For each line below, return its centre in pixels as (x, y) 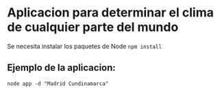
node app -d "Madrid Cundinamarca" (58, 84)
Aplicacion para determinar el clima (110, 13)
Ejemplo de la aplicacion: (62, 68)
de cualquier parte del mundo (93, 27)
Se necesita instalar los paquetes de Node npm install (85, 46)
